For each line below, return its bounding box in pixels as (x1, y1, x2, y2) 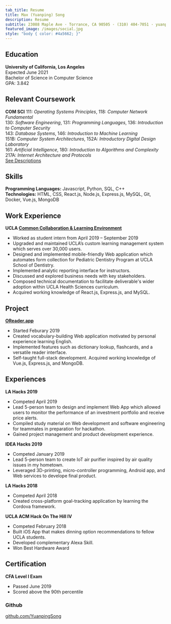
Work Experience (5, 211, 62, 220)
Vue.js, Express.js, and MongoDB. (12, 360, 84, 366)
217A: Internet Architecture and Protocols (5, 152, 92, 158)
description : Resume (5, 17, 49, 22)
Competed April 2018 (12, 492, 58, 499)
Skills (5, 172, 23, 181)
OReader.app (5, 318, 34, 324)
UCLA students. (12, 534, 46, 540)
